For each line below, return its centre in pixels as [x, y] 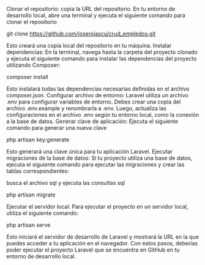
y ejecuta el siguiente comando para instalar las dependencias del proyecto [102, 58]
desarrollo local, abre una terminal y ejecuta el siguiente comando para [96, 15]
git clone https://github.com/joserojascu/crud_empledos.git [81, 34]
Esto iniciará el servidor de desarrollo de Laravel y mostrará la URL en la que [102, 237]
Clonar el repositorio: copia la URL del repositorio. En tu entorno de [91, 9]
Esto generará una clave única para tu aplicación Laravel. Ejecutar [90, 151]
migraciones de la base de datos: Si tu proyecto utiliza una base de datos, [99, 158]
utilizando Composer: [33, 65]
